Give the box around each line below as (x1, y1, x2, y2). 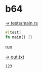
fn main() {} (5, 34, 33, 40)
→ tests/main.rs (5, 20, 38, 26)
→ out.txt (5, 54, 24, 60)
